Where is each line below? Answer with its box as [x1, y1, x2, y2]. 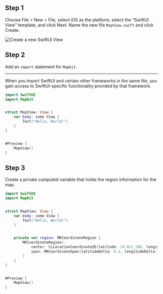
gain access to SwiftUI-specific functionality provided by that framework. [5, 83, 151, 89]
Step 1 [5, 4, 24, 12]
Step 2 [5, 51, 25, 59]
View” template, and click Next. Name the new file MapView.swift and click [5, 22, 154, 28]
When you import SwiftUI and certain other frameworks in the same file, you [5, 78, 157, 83]
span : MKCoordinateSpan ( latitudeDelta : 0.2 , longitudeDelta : [31, 249, 158, 254]
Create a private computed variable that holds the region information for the [5, 176, 157, 182]
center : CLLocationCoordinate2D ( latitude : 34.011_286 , [31, 245, 145, 250]
